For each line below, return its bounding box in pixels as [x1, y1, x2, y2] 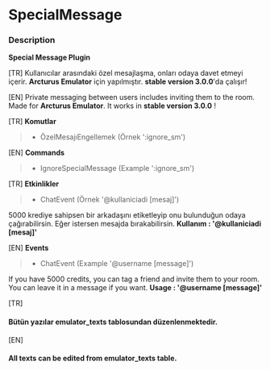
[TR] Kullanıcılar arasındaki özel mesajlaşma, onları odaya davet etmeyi [8, 69, 243, 78]
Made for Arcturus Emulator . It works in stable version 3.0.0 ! [8, 101, 216, 110]
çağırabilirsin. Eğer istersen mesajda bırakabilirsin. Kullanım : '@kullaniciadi [8, 219, 262, 229]
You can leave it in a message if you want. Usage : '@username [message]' [8, 283, 263, 293]
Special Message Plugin [8, 52, 91, 62]
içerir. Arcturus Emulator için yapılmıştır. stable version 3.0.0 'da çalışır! [8, 77, 247, 86]
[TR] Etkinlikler [8, 179, 60, 189]
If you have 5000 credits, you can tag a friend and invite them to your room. [8, 274, 260, 284]
